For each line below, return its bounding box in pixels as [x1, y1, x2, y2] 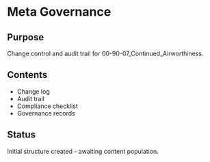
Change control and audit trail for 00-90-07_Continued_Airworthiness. [7, 49, 204, 57]
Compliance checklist [16, 102, 79, 110]
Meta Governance [7, 4, 111, 20]
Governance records [16, 109, 75, 117]
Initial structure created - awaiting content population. [7, 147, 159, 155]
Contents [7, 69, 48, 81]
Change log [16, 87, 50, 96]
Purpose [7, 31, 44, 43]
